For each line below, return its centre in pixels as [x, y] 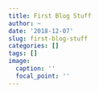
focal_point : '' [43, 76]
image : [19, 61]
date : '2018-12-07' [41, 31]
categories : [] [34, 46]
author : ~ [25, 23]
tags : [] [23, 53]
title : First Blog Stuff [50, 16]
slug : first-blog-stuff [48, 38]
